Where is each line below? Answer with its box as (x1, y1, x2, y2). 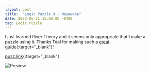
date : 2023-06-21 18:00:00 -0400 (5, 16, 73, 21)
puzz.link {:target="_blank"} (5, 54, 60, 59)
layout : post (5, 7, 32, 12)
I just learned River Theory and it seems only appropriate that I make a (5, 34, 146, 40)
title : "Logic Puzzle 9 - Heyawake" (5, 12, 82, 16)
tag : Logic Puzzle (5, 20, 42, 26)
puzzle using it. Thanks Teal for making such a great (5, 39, 110, 45)
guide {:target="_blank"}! (5, 44, 54, 50)
